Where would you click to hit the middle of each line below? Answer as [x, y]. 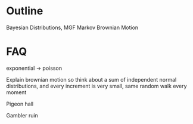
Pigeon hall [20, 104]
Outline [25, 11]
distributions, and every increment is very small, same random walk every [96, 86]
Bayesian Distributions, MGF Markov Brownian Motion [72, 27]
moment [16, 92]
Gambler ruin [22, 115]
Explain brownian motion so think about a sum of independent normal [91, 79]
